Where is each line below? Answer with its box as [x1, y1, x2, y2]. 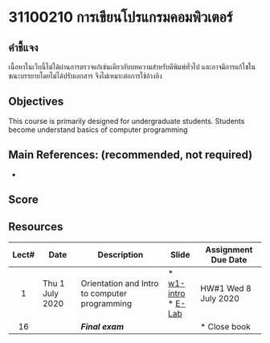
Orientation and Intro [80, 278, 159, 289]
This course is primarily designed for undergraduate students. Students [8, 116, 245, 126]
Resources [8, 220, 63, 233]
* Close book [200, 320, 251, 332]
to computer [80, 287, 127, 299]
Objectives [8, 95, 64, 109]
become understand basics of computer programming [8, 125, 188, 134]
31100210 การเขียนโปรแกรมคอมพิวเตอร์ [8, 8, 233, 27]
